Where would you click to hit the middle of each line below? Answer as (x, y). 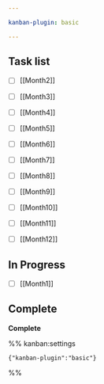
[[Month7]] (37, 160)
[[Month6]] (37, 144)
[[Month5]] (37, 128)
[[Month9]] (37, 192)
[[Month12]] (39, 239)
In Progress (37, 265)
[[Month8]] (37, 176)
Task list (29, 61)
